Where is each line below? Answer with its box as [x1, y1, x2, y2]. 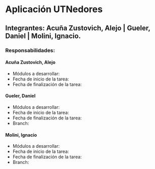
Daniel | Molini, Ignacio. [5, 31, 81, 40]
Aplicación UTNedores [5, 4, 103, 15]
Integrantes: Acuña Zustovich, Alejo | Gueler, [5, 24, 150, 32]
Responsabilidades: [5, 47, 55, 54]
